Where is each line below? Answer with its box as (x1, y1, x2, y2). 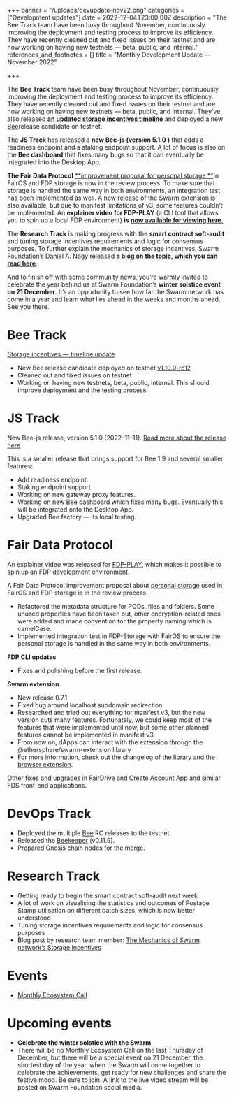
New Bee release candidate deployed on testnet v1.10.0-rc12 (17, 363, 191, 372)
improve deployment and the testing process (17, 386, 147, 394)
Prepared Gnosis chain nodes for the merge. (17, 844, 145, 852)
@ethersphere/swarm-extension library (17, 745, 131, 753)
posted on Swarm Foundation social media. (17, 1083, 142, 1091)
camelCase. (17, 624, 52, 633)
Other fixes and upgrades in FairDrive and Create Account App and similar (7, 774, 221, 782)
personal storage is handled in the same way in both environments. (17, 639, 211, 647)
